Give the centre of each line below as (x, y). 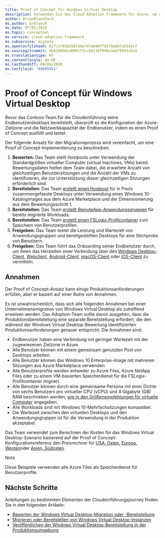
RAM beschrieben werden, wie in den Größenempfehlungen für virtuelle (85, 396)
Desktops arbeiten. (31, 355)
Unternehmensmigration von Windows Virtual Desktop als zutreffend (75, 309)
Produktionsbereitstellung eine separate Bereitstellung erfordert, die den (78, 319)
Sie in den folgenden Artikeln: (35, 505)
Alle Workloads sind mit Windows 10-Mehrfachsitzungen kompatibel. (82, 407)
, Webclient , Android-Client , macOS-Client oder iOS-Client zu (86, 256)
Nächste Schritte (31, 488)
